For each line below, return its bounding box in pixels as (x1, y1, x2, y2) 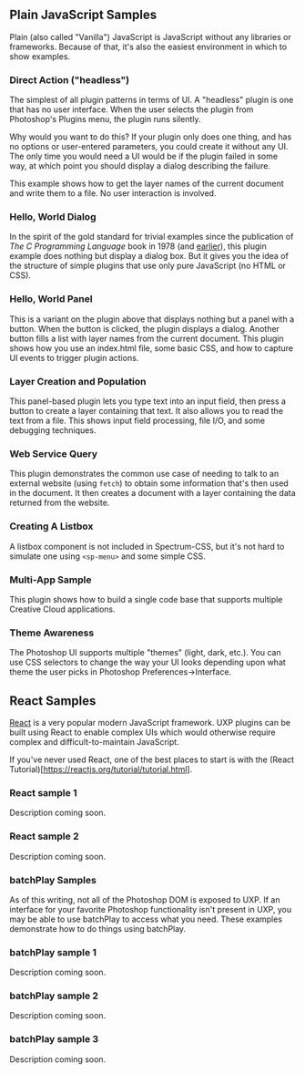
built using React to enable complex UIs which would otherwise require (9, 727, 276, 738)
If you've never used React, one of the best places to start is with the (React (9, 754, 294, 765)
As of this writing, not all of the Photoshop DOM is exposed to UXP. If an (9, 893, 280, 905)
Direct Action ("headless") (9, 73, 130, 86)
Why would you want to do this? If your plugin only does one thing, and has (9, 131, 292, 142)
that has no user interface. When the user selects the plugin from (9, 104, 254, 115)
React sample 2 (9, 830, 79, 842)
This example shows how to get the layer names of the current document (9, 178, 284, 190)
